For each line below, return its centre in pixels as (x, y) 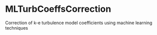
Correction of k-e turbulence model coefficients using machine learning (79, 23)
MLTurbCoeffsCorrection (58, 9)
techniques (17, 28)
